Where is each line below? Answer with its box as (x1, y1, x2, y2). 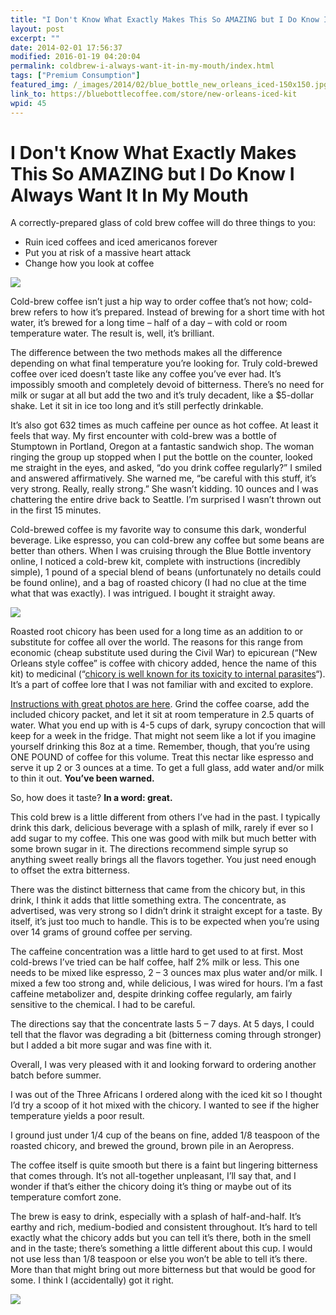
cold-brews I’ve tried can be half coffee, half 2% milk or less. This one (10, 956, 300, 968)
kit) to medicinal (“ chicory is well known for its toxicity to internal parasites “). (10, 668, 326, 680)
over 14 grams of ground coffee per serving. (10, 926, 193, 938)
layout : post (10, 24, 65, 34)
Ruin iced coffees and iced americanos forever (24, 236, 218, 248)
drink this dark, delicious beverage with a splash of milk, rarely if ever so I (10, 822, 314, 834)
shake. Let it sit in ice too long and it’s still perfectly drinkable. (10, 400, 264, 412)
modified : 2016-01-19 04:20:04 (10, 52, 141, 62)
